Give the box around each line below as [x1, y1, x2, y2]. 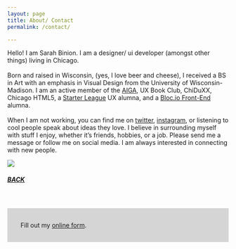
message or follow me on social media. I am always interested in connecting [7, 139, 228, 147]
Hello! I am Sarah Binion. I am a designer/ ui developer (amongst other [7, 49, 211, 57]
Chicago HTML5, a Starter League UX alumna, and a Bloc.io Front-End [7, 94, 211, 102]
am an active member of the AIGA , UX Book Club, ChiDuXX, [39, 86, 212, 95]
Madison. [7, 86, 34, 95]
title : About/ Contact [7, 17, 74, 24]
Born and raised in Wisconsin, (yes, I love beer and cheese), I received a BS [7, 71, 226, 79]
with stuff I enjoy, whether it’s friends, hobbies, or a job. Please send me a [7, 131, 221, 139]
